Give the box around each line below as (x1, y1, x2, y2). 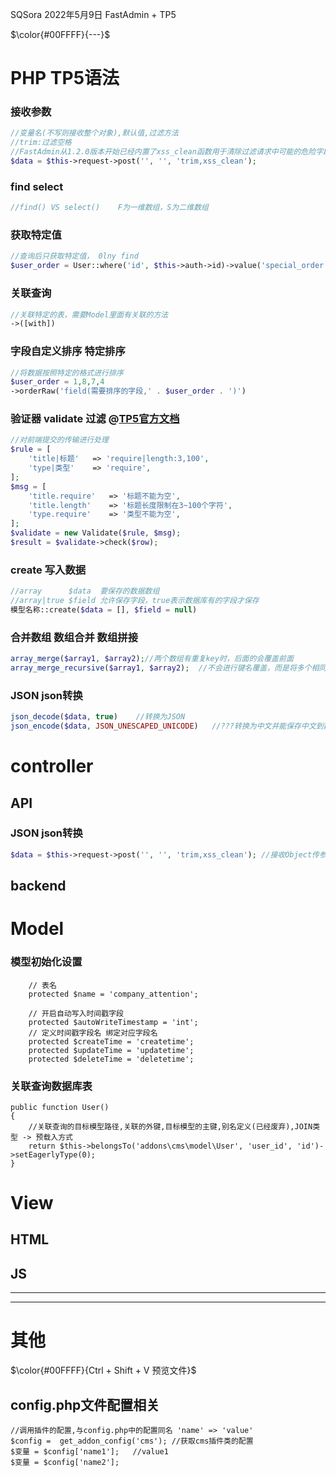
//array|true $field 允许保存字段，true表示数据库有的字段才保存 (10, 596, 260, 606)
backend (10, 878, 67, 895)
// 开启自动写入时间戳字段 (28, 1008, 124, 1018)
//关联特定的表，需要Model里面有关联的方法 (10, 309, 169, 320)
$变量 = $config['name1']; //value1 (10, 1447, 169, 1457)
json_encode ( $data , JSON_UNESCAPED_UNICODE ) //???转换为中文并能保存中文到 (10, 721, 324, 732)
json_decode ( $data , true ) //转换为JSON (10, 712, 186, 722)
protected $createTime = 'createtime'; (28, 1036, 195, 1047)
